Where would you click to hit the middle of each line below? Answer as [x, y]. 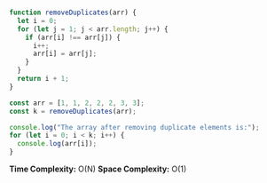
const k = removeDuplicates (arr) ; [73, 111]
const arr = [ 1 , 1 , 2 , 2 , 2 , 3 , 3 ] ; [77, 103]
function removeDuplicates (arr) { [73, 12]
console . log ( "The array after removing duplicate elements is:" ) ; [134, 127]
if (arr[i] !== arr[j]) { [73, 37]
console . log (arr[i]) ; [57, 144]
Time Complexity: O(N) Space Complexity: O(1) [98, 169]
